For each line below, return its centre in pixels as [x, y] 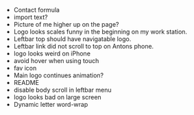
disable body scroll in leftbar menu [62, 90]
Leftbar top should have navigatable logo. [72, 39]
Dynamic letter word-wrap [51, 104]
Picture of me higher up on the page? [66, 24]
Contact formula [37, 10]
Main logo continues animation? [59, 75]
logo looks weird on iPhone [52, 53]
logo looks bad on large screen [57, 97]
